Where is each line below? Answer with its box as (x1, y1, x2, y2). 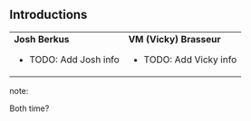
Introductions (9, 7, 88, 23)
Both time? (9, 103, 50, 114)
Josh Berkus (14, 33, 70, 45)
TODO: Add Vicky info (143, 53, 237, 66)
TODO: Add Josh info (29, 53, 120, 66)
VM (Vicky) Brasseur (128, 33, 221, 45)
